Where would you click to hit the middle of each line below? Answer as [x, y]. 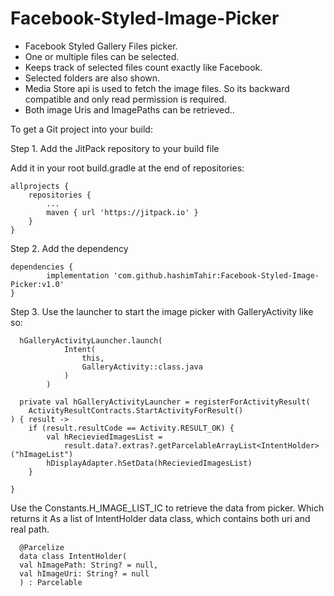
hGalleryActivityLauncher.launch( [91, 340]
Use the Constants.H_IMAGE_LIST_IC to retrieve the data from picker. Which [167, 508]
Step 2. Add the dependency [69, 248]
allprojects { [40, 186]
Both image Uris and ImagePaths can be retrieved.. [129, 109]
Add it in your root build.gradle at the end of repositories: [127, 168]
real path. [30, 529]
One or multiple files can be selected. [102, 56]
